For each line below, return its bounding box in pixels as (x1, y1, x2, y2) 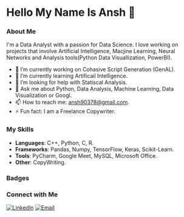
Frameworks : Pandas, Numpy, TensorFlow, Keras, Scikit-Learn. (15, 146, 174, 153)
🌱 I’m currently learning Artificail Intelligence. (15, 73, 128, 80)
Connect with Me (6, 190, 58, 199)
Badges (6, 174, 29, 182)
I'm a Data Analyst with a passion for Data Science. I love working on (6, 41, 179, 48)
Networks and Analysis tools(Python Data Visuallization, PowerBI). (6, 54, 172, 62)
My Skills (6, 125, 34, 133)
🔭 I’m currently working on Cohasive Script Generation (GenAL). (15, 66, 175, 73)
